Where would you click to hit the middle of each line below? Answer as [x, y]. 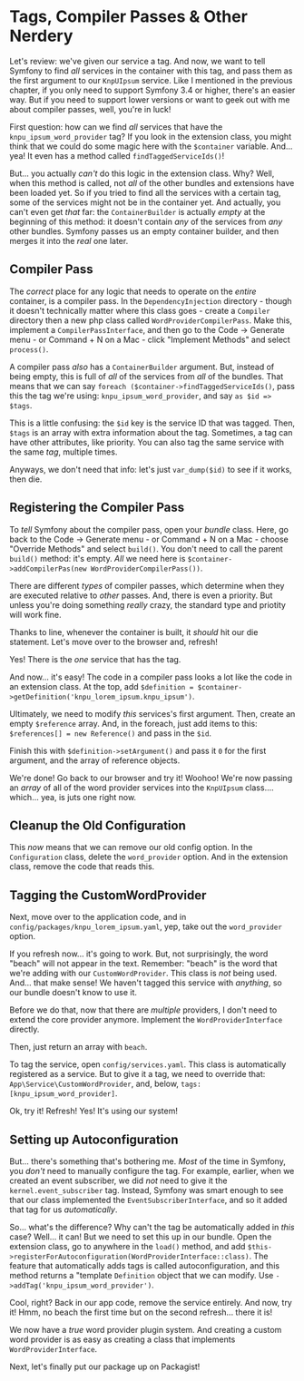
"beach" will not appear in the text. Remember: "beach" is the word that [144, 964]
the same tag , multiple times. [64, 452]
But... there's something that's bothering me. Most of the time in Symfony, [147, 1161]
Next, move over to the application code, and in [98, 917]
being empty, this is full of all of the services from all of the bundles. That [147, 376]
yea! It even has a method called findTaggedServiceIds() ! [117, 155]
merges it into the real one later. [69, 240]
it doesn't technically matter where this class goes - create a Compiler [140, 310]
